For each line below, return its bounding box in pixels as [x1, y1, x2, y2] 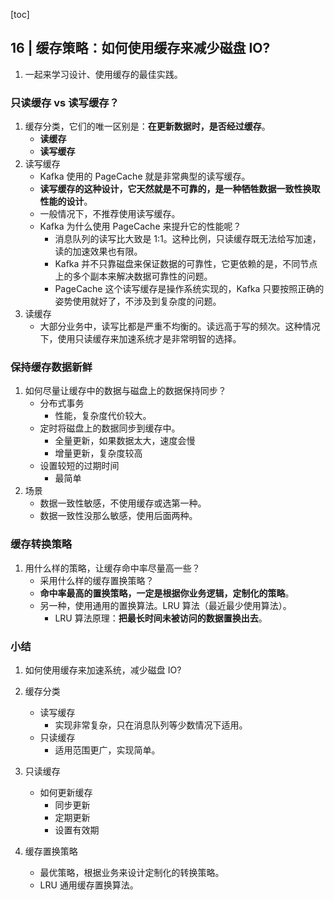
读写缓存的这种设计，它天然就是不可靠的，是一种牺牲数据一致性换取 [39, 183, 321, 195]
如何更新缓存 [39, 787, 93, 798]
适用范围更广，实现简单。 [54, 744, 161, 756]
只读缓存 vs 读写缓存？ [10, 95, 120, 109]
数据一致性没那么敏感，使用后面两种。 [39, 510, 198, 522]
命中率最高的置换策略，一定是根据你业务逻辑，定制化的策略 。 [39, 587, 295, 599]
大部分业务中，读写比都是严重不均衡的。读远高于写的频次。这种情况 [39, 320, 321, 333]
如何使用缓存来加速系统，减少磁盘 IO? [24, 664, 182, 676]
